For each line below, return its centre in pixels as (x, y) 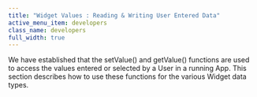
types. (19, 85)
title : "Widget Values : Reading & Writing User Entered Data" (114, 15)
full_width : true (37, 37)
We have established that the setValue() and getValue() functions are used (129, 60)
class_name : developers (47, 30)
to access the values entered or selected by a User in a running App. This (127, 69)
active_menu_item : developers (58, 23)
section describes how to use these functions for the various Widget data (127, 76)
